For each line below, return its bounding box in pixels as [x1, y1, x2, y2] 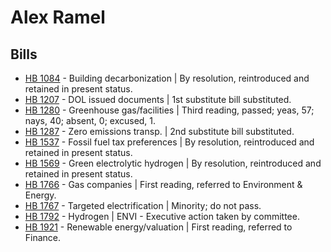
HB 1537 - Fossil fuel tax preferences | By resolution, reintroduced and [24, 136, 315, 148]
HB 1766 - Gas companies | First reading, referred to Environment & [24, 179, 303, 190]
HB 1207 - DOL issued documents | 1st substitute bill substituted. [24, 94, 292, 105]
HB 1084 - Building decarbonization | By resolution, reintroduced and [24, 72, 310, 84]
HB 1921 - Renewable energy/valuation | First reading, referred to [24, 221, 293, 233]
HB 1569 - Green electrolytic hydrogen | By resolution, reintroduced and [24, 157, 322, 169]
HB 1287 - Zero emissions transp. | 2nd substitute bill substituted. [24, 126, 295, 137]
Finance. [24, 232, 62, 243]
